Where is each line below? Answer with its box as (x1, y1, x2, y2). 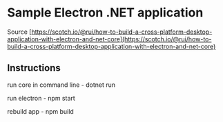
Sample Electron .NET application (7, 5, 204, 21)
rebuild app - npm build (7, 107, 74, 115)
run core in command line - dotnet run (7, 81, 116, 89)
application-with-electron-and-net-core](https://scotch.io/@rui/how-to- (7, 34, 212, 43)
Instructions (7, 62, 61, 74)
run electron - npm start (7, 94, 76, 102)
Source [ (7, 28, 32, 36)
